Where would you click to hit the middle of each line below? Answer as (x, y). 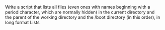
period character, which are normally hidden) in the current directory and (80, 12)
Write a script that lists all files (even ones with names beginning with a (78, 7)
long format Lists (22, 22)
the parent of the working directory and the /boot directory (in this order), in (83, 17)
